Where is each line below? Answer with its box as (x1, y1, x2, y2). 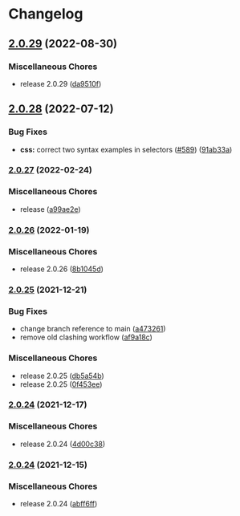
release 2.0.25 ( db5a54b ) (19, 371, 104, 380)
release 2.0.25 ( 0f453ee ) (19, 379, 103, 389)
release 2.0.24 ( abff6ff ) (19, 498, 98, 508)
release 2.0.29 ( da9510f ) (19, 79, 102, 88)
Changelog (8, 5, 83, 23)
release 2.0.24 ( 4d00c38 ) (19, 439, 106, 449)
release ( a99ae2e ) (19, 204, 82, 213)
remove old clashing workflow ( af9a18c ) (19, 332, 153, 342)
